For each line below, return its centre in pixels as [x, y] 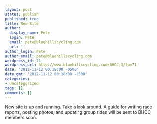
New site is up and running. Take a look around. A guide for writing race [79, 107]
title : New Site [22, 24]
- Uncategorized [22, 83]
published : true [22, 19]
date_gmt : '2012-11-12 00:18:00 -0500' [46, 74]
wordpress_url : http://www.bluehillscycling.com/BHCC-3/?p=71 [71, 65]
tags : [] [14, 88]
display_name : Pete [30, 33]
